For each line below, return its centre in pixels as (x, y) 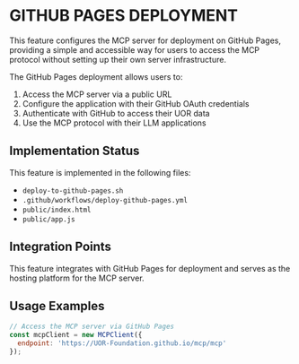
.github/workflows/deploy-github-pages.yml (105, 200)
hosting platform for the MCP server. (77, 278)
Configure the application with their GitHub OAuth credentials (136, 103)
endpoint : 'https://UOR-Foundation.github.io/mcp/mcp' (122, 343)
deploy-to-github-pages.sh (73, 191)
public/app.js (48, 219)
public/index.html (57, 210)
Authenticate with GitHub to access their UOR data (116, 113)
